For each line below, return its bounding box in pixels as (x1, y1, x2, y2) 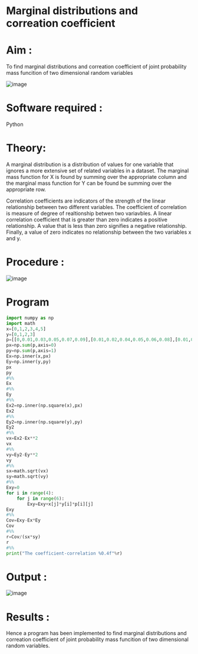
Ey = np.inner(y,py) (6, 358, 51, 364)
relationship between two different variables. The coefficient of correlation (6, 204, 187, 210)
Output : (6, 570, 47, 583)
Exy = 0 (6, 484, 19, 490)
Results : (6, 610, 50, 623)
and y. (6, 235, 21, 242)
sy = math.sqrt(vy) (6, 474, 49, 480)
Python (6, 121, 24, 128)
